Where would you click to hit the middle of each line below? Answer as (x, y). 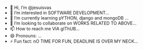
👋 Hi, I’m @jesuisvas (31, 8)
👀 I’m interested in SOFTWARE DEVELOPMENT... (59, 13)
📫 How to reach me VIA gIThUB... (45, 29)
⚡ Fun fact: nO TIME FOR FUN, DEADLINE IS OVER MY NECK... (74, 41)
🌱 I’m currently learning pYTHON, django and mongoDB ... (69, 18)
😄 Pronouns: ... (26, 36)
